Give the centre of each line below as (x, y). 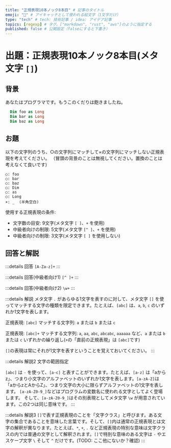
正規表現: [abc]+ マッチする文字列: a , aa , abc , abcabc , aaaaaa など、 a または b (86, 333)
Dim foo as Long (27, 112)
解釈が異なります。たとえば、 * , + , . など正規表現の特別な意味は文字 (86, 428)
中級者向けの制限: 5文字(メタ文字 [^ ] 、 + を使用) (64, 229)
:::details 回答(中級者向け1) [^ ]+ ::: (42, 277)
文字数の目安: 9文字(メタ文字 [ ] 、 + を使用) (59, 223)
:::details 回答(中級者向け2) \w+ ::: (40, 288)
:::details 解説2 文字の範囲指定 (37, 362)
